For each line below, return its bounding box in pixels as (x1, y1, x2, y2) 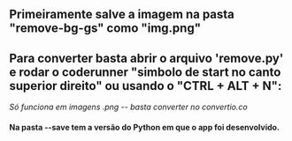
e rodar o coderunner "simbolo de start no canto (9, 64, 281, 79)
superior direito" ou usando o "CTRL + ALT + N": (9, 78, 282, 93)
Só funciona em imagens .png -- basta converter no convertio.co (9, 101, 248, 113)
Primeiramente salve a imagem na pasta (9, 7, 234, 22)
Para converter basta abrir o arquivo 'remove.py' (9, 50, 284, 65)
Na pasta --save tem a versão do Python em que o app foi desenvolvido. (9, 122, 280, 132)
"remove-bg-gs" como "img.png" (9, 21, 202, 36)
